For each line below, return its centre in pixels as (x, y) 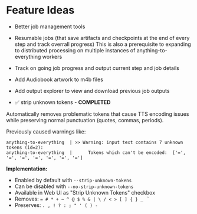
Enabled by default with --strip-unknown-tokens (73, 180)
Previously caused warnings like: (46, 131)
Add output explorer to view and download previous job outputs (92, 91)
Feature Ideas (40, 10)
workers (52, 56)
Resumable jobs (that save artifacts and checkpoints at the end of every (102, 38)
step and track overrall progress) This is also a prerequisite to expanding (103, 44)
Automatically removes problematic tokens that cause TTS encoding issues (98, 114)
